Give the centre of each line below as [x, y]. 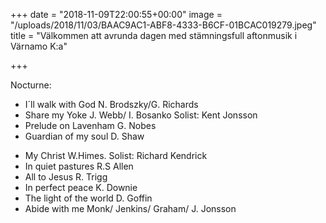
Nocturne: [31, 85]
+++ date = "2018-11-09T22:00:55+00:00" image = [116, 14]
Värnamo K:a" [39, 46]
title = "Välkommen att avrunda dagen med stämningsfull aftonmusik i [154, 35]
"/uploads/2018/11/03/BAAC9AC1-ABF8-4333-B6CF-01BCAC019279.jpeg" [163, 25]
